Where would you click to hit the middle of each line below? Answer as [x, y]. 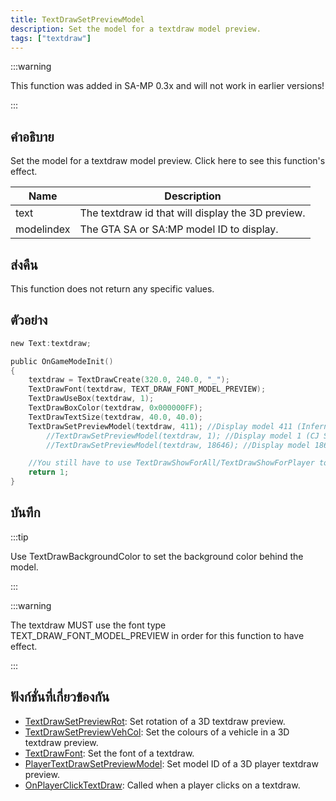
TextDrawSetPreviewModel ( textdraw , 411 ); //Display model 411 [160, 426]
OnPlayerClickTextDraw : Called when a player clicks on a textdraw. [162, 785]
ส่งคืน [24, 264]
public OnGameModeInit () [62, 361]
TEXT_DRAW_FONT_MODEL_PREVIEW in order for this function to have [157, 635]
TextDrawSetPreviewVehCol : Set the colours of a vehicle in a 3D [157, 732]
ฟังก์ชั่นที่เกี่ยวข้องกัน [60, 697]
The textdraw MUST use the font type [88, 625]
